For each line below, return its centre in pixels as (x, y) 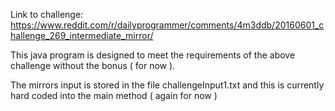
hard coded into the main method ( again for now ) (114, 95)
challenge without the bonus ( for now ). (93, 65)
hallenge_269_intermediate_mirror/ (82, 35)
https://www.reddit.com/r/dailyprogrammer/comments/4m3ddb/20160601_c (167, 25)
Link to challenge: (47, 14)
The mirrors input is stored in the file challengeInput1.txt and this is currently (167, 85)
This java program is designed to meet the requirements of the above (153, 55)
